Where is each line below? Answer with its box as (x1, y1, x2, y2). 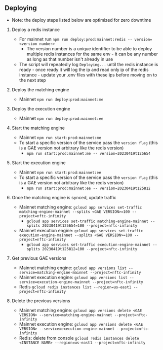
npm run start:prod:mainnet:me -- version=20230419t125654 (26, 151, 151, 156)
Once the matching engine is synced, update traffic (11, 194, 117, 200)
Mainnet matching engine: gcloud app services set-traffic (19, 204, 142, 210)
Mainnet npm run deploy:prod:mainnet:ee (19, 115, 104, 121)
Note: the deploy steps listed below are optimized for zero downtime (11, 17, 151, 23)
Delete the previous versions (11, 298, 70, 304)
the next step (19, 77, 46, 83)
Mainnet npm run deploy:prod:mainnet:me (19, 96, 104, 102)
